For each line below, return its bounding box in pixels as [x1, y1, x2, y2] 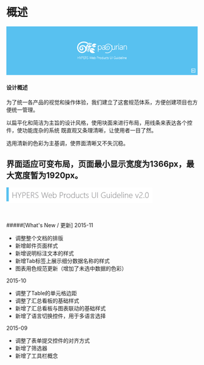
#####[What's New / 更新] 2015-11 [6, 221, 93, 228]
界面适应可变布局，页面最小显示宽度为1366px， [6, 159, 186, 169]
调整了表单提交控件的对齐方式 [15, 336, 90, 344]
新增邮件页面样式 [15, 242, 58, 249]
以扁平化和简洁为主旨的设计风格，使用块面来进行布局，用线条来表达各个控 [6, 119, 192, 126]
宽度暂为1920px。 [14, 171, 83, 181]
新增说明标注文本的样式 [15, 250, 74, 257]
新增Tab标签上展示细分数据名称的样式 [15, 257, 110, 264]
